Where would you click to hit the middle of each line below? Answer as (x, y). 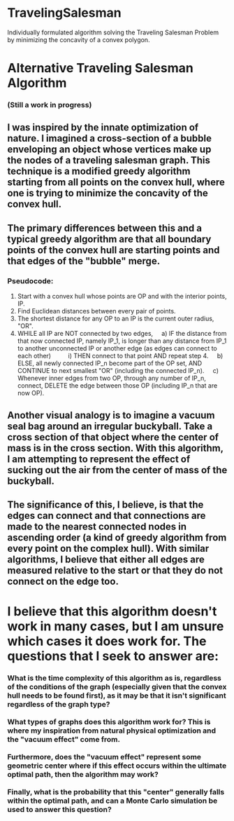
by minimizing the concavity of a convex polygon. (79, 39)
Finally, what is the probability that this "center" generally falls (116, 792)
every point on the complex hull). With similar (108, 548)
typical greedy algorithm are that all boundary (109, 239)
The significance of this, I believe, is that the (105, 504)
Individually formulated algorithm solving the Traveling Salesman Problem (113, 32)
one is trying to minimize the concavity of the (108, 193)
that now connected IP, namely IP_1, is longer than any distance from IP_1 (122, 341)
